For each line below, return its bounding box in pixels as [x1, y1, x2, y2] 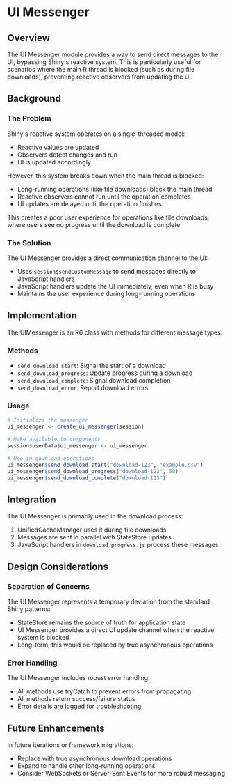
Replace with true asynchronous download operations [17, 754, 172, 762]
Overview [7, 32, 51, 44]
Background [7, 93, 61, 105]
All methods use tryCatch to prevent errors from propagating [17, 687, 192, 695]
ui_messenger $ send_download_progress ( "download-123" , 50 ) [7, 468, 179, 475]
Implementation [7, 309, 78, 321]
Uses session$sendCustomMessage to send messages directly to [17, 267, 197, 275]
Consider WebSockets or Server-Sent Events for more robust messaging [17, 769, 226, 777]
